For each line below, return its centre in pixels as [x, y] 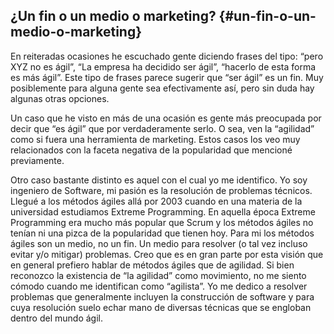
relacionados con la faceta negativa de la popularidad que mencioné [151, 150]
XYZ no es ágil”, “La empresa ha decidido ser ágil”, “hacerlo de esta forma [163, 66]
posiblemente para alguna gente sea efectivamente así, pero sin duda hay [162, 88]
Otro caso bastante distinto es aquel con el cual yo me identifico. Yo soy [159, 180]
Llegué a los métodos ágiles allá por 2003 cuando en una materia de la [156, 201]
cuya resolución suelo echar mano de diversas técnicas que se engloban [161, 307]
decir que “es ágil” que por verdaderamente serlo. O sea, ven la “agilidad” [162, 128]
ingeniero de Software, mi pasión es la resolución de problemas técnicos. [161, 190]
